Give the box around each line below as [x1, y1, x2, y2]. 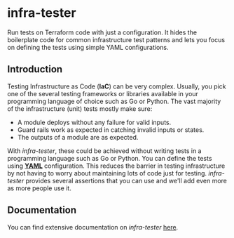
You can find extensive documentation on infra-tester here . [7, 223, 179, 231]
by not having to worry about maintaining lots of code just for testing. [7, 168, 207, 177]
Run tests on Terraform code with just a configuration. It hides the [7, 28, 198, 37]
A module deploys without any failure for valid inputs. [17, 118, 172, 126]
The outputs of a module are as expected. [17, 133, 139, 141]
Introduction [7, 63, 63, 75]
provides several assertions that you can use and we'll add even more [25, 176, 228, 185]
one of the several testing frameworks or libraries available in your [7, 89, 198, 98]
